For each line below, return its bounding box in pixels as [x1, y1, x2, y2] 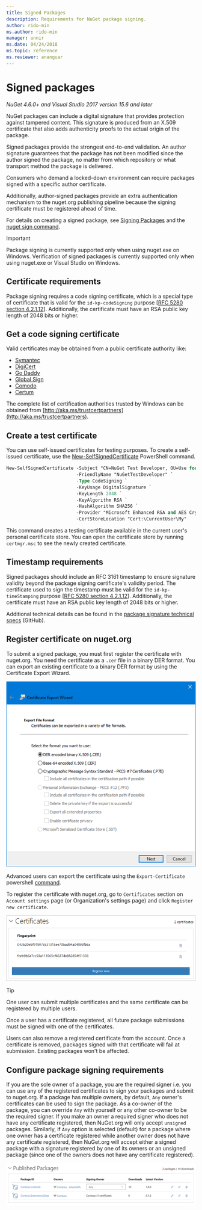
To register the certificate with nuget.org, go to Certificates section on [6, 891, 183, 898]
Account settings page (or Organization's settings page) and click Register [6, 897, 194, 904]
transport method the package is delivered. [6, 162, 114, 170]
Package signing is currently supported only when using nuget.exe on [6, 246, 180, 253]
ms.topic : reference [6, 48, 58, 54]
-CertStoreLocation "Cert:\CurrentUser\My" [76, 516, 187, 522]
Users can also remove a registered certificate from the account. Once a [6, 1035, 186, 1042]
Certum [14, 389, 34, 396]
